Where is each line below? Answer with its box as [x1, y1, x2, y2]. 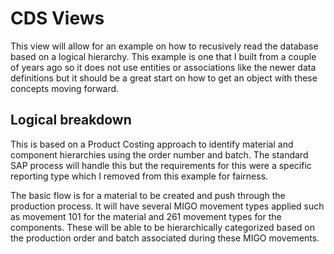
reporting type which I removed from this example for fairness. [10, 170, 269, 182]
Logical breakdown [10, 112, 132, 129]
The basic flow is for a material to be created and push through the [10, 189, 286, 201]
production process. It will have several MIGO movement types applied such [10, 200, 325, 212]
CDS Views [10, 7, 105, 30]
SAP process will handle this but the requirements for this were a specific [10, 159, 312, 171]
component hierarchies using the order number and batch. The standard [10, 148, 309, 161]
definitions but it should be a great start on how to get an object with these [10, 72, 318, 84]
